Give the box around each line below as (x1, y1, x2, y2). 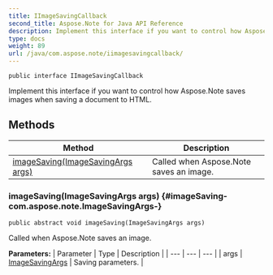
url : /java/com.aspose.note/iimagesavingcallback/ (8, 49, 184, 58)
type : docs (8, 34, 45, 43)
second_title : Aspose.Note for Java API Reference (8, 19, 184, 28)
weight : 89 (8, 42, 45, 50)
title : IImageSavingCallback (8, 11, 107, 20)
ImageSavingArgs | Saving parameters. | (8, 257, 144, 268)
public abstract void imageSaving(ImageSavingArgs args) (8, 219, 206, 227)
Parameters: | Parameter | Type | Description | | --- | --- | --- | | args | (8, 249, 243, 259)
